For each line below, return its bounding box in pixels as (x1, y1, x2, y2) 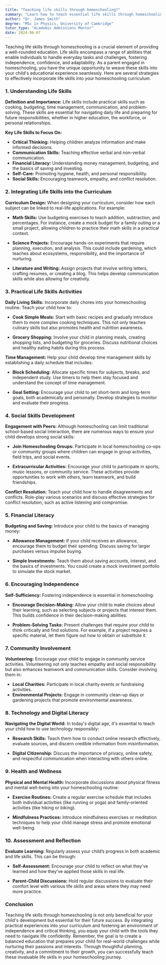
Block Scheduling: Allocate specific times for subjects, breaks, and (12, 369, 150, 375)
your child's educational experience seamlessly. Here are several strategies (5, 70, 159, 76)
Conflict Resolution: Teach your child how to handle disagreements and (5, 489, 152, 495)
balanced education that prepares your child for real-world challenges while (5, 938, 160, 944)
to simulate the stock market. (12, 569, 72, 575)
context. (12, 230, 30, 236)
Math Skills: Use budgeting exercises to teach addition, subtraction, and (12, 214, 160, 220)
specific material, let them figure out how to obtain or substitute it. (12, 632, 147, 638)
